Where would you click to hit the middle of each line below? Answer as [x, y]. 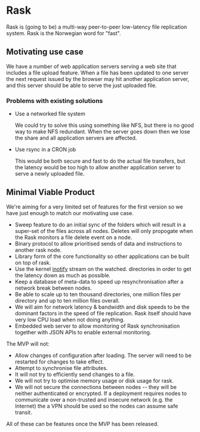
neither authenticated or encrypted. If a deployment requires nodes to [101, 393]
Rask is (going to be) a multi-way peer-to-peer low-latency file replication [97, 27]
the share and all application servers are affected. [76, 138]
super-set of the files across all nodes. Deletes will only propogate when [104, 231]
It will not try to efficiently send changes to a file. [75, 374]
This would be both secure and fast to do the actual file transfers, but [100, 161]
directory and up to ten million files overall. [67, 300]
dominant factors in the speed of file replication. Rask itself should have [103, 313]
